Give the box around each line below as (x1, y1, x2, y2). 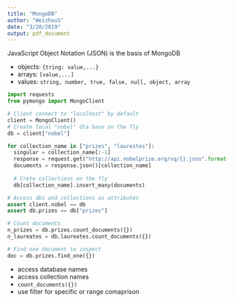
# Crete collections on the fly (13, 175, 108, 182)
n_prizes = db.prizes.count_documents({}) (7, 227, 133, 234)
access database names (17, 264, 88, 274)
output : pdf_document (7, 29, 71, 37)
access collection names (17, 272, 90, 281)
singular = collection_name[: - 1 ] (13, 149, 111, 156)
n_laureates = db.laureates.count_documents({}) (7, 233, 152, 240)
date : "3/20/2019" (7, 23, 61, 30)
